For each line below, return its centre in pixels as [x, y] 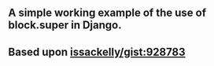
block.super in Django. [65, 26]
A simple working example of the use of [107, 13]
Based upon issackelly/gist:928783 [97, 51]
